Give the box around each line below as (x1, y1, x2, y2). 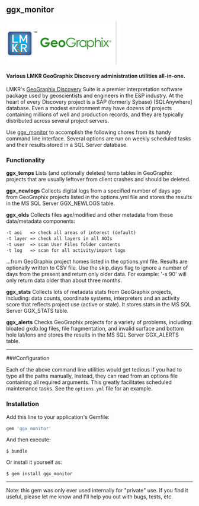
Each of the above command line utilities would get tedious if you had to (6, 366, 182, 373)
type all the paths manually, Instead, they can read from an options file (6, 373, 178, 380)
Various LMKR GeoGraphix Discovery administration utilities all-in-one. (6, 72, 185, 79)
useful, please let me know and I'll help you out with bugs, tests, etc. (6, 493, 174, 500)
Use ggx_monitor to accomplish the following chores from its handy (6, 129, 172, 136)
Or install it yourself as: (6, 459, 62, 466)
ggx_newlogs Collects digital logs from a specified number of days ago (6, 187, 181, 194)
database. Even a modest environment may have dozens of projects (6, 105, 172, 112)
